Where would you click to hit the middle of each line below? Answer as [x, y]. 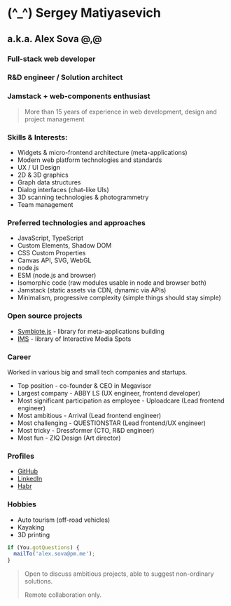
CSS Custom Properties [51, 253]
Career [19, 357]
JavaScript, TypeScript [50, 238]
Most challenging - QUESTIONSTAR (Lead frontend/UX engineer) [112, 423]
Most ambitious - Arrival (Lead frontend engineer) [89, 415]
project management [55, 119]
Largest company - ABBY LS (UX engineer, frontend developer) [109, 393]
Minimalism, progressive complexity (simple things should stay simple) [119, 298]
